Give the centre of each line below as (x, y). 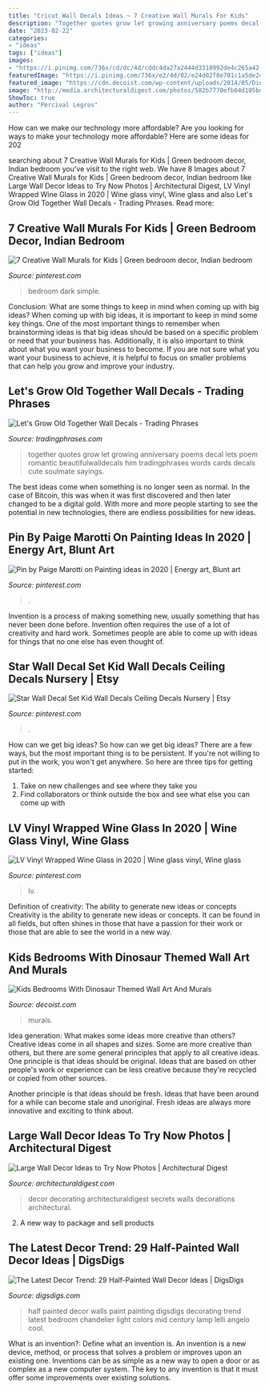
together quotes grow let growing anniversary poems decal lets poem (143, 454)
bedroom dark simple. (64, 291)
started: (21, 771)
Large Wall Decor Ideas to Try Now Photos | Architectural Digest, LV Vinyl (129, 186)
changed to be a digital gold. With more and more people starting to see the (133, 504)
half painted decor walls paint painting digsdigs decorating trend (134, 1311)
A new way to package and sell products (87, 1223)
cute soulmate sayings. (66, 471)
